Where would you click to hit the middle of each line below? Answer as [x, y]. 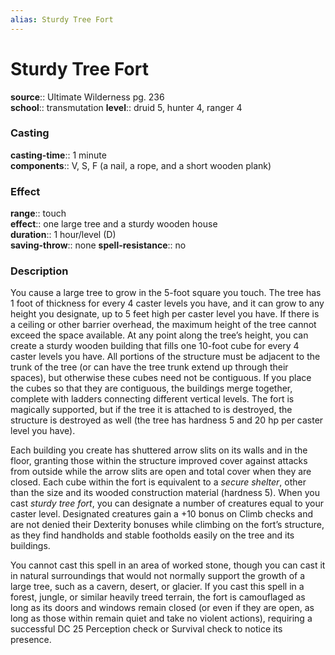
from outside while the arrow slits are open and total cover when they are [161, 472]
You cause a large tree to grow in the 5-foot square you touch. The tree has [166, 293]
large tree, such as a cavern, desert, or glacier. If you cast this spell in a [157, 587]
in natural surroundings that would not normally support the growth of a [158, 576]
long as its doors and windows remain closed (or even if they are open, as [162, 608]
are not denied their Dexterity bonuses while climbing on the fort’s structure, [167, 525]
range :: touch [38, 213]
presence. [31, 640]
